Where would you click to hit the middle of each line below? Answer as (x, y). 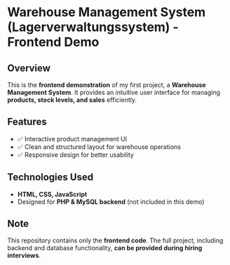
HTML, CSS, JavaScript (52, 194)
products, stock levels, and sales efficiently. (72, 100)
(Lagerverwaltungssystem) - (93, 27)
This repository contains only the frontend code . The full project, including (115, 240)
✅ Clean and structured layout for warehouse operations (99, 147)
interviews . (24, 256)
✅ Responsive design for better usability (76, 155)
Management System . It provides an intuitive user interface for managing (114, 92)
